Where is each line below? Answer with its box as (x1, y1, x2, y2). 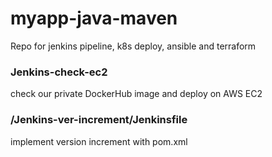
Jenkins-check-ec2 (10, 65, 108, 79)
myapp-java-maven (10, 7, 178, 30)
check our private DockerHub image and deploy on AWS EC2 (10, 88, 263, 100)
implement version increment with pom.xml (10, 135, 188, 147)
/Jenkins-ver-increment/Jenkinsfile (10, 113, 188, 127)
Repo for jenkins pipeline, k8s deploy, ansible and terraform (10, 40, 257, 52)
